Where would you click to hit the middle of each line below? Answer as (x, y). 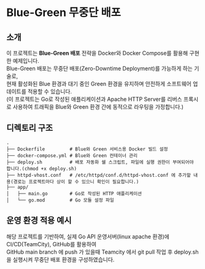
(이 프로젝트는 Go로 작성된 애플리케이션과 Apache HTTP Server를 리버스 (94, 99)
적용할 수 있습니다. (50, 92)
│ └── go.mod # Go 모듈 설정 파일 (60, 200)
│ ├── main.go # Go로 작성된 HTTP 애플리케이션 (74, 193)
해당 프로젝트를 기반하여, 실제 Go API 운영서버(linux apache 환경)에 (88, 236)
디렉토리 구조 (30, 128)
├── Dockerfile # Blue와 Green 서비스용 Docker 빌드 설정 (87, 149)
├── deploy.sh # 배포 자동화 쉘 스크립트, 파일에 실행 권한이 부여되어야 (100, 162)
